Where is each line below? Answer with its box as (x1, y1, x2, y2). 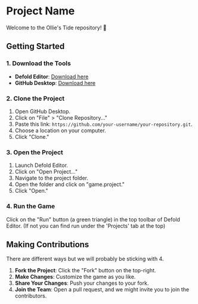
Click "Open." (14, 187, 49, 194)
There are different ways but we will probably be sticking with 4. (6, 256, 164, 263)
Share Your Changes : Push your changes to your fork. (14, 279, 149, 287)
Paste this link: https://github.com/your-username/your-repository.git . (14, 120, 193, 127)
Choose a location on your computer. (14, 127, 106, 134)
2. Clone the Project (6, 94, 65, 102)
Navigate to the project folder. (14, 175, 88, 182)
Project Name (6, 4, 75, 18)
